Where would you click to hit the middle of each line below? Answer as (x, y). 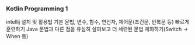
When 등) (17, 36)
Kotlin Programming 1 (37, 9)
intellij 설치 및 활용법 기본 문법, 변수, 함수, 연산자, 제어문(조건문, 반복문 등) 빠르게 (98, 22)
